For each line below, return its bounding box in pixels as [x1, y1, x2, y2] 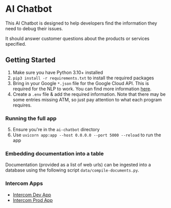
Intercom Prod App [12, 197, 53, 203]
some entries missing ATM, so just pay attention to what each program [12, 96, 162, 102]
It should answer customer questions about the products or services [5, 35, 149, 41]
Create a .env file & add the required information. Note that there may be [12, 91, 166, 97]
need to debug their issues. [5, 25, 63, 31]
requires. [12, 102, 32, 108]
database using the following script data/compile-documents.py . [5, 167, 139, 173]
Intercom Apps [5, 180, 44, 187]
